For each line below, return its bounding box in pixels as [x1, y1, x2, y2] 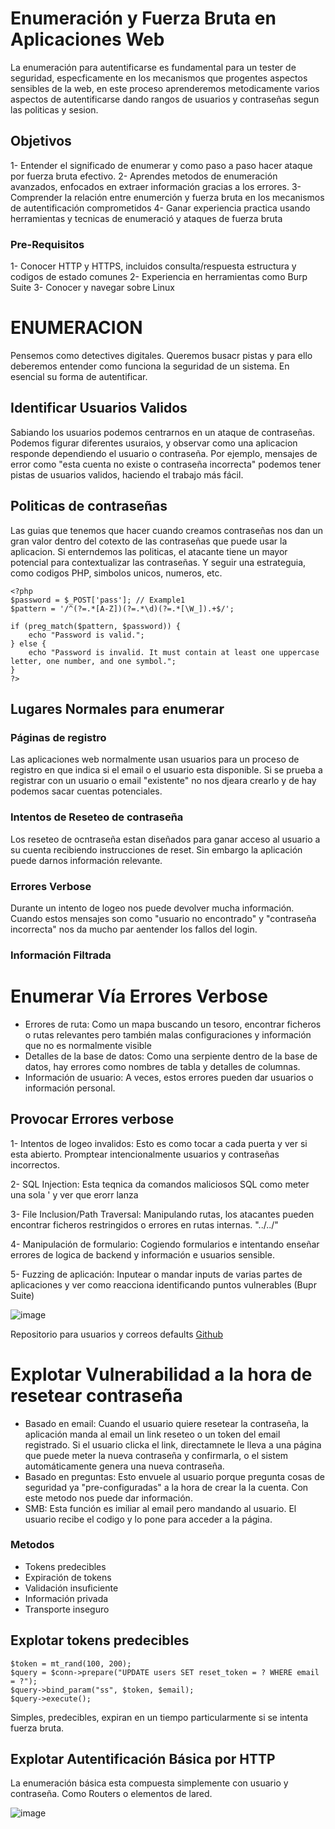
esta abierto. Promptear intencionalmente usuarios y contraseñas [10, 1148, 280, 1160]
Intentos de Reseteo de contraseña [10, 810, 184, 824]
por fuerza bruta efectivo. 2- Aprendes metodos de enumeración [10, 170, 278, 182]
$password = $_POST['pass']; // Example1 [10, 595, 186, 605]
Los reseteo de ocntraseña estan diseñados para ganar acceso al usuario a [10, 833, 321, 845]
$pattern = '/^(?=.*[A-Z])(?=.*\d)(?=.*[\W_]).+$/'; [10, 603, 235, 614]
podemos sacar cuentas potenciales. [10, 785, 163, 797]
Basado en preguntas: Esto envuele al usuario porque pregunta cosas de [24, 1470, 325, 1482]
